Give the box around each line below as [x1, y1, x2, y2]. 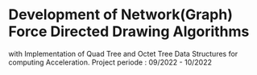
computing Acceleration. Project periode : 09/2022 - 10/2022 [8, 57, 212, 67]
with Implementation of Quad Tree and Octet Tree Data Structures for [8, 49, 238, 58]
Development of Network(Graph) [8, 6, 234, 24]
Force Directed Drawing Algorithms [8, 22, 250, 41]
